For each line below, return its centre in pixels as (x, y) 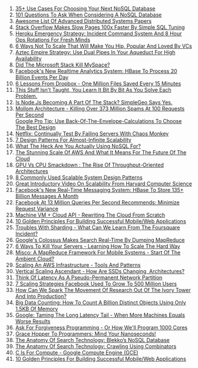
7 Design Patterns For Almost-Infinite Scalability (73, 140)
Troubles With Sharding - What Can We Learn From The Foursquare (98, 227)
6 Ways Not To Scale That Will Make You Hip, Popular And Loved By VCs (103, 46)
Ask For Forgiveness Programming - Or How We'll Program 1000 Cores (101, 327)
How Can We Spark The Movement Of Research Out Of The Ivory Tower (103, 290)
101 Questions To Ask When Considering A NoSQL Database (88, 15)
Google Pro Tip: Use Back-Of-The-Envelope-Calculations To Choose (98, 121)
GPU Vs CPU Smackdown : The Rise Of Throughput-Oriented (89, 165)
